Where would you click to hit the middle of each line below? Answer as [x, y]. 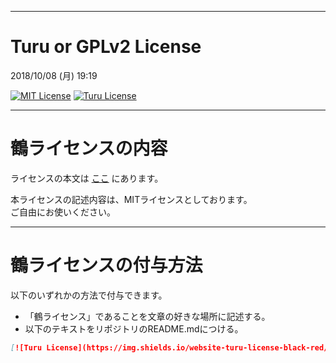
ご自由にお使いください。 [63, 212]
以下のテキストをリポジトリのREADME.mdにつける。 [134, 328]
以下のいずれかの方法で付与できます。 [89, 295]
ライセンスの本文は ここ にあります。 [87, 178]
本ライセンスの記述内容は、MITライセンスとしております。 [131, 199]
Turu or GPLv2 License [106, 47]
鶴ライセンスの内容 [89, 148]
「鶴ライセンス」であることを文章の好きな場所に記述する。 [147, 316]
